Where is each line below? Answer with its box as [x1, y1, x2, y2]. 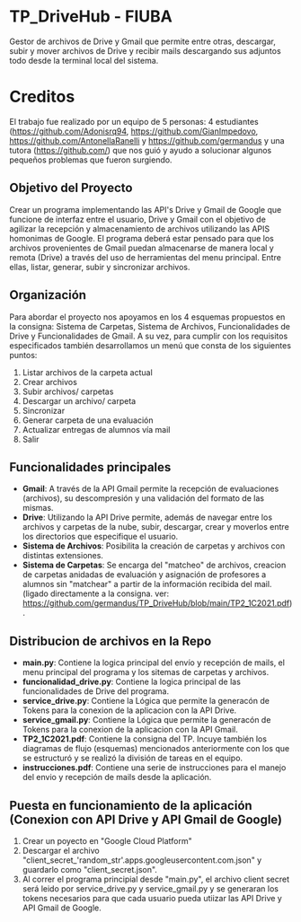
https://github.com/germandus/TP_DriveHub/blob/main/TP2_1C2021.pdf [22, 598, 290, 609]
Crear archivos [22, 376, 78, 387]
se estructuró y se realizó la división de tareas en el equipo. [22, 752, 243, 764]
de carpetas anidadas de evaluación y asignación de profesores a [22, 569, 267, 580]
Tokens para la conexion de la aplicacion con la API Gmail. [22, 724, 238, 735]
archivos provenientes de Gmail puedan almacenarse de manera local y [9, 242, 274, 253]
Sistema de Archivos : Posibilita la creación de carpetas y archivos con [22, 540, 286, 551]
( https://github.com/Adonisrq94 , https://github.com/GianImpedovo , [9, 126, 259, 136]
